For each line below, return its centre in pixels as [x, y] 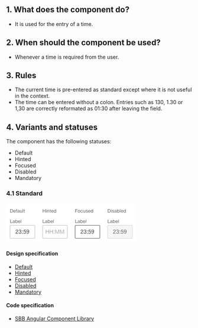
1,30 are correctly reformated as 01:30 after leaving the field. [88, 108]
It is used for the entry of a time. [54, 24]
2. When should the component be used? [83, 43]
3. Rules [21, 75]
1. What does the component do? [68, 10]
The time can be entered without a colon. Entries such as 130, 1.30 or [99, 102]
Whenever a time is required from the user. [67, 57]
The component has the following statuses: [59, 142]
